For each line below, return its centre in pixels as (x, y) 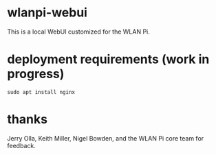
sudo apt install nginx (41, 92)
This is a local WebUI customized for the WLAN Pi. (78, 32)
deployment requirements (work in (108, 59)
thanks (28, 120)
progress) (36, 74)
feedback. (21, 145)
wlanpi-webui (47, 13)
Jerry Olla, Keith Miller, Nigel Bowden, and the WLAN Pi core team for (106, 138)
